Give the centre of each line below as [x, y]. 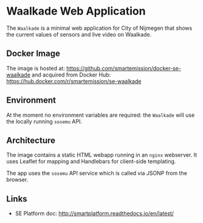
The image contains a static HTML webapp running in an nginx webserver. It [102, 155]
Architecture [31, 140]
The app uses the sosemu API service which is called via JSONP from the [97, 173]
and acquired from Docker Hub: [71, 75]
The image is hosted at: [36, 68]
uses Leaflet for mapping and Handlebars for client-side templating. [91, 162]
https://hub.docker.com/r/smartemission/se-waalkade [74, 81]
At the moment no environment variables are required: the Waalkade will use [101, 115]
